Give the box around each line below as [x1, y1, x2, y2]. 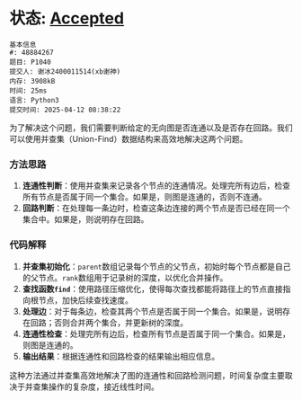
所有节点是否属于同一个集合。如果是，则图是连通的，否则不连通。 [22, 191, 267, 202]
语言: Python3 [9, 95, 60, 104]
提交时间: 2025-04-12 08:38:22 [9, 105, 121, 114]
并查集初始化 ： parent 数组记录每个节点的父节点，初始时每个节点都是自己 [22, 261, 291, 271]
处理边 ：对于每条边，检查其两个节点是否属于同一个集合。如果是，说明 [22, 306, 283, 316]
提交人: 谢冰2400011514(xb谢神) [9, 67, 121, 76]
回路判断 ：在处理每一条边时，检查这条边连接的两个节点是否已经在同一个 [22, 203, 290, 214]
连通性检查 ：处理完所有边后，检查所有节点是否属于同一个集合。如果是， [22, 328, 290, 339]
